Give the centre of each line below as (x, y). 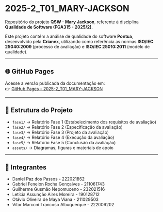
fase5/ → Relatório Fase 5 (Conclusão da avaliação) (64, 142)
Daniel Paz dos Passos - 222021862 (48, 179)
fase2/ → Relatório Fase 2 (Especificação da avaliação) (67, 127)
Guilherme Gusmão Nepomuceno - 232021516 (58, 189)
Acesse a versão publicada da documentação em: (55, 83)
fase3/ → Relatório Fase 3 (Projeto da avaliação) (60, 132)
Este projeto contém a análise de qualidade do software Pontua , (69, 36)
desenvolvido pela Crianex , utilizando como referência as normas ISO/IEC (79, 41)
